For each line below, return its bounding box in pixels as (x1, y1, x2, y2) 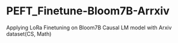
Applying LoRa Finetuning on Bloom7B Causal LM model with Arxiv (6, 24, 172, 31)
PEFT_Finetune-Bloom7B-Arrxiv (6, 4, 170, 18)
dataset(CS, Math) (6, 30, 52, 37)
